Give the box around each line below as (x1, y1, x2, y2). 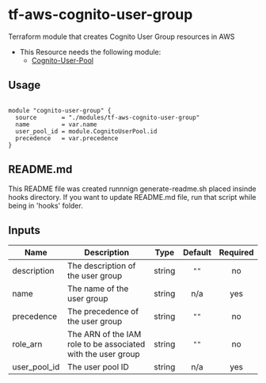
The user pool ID (66, 362, 129, 373)
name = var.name (15, 121, 97, 128)
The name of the (66, 283, 129, 294)
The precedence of (66, 306, 139, 317)
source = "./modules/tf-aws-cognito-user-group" (15, 113, 200, 121)
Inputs (8, 224, 41, 237)
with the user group (66, 349, 140, 360)
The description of (66, 260, 136, 271)
